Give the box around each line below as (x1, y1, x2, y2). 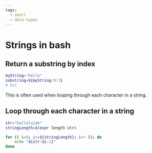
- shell (10, 12, 27, 17)
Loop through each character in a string (5, 107, 135, 116)
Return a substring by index (5, 60, 96, 68)
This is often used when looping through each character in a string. (5, 92, 147, 98)
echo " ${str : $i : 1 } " (14, 139, 56, 144)
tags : (5, 7, 17, 13)
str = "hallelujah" (5, 120, 42, 126)
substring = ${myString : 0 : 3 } (5, 78, 63, 83)
